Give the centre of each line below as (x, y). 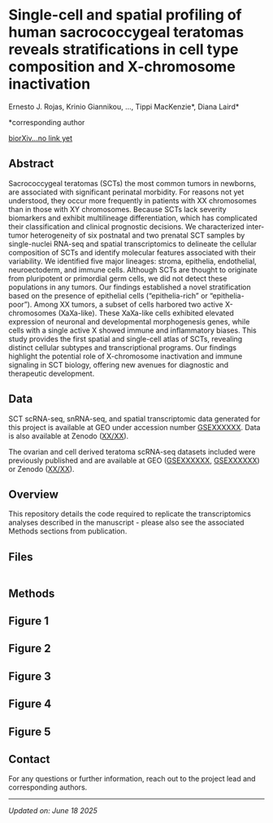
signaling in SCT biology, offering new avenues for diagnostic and (119, 364)
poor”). (20, 304)
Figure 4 (30, 704)
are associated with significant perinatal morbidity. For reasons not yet (126, 192)
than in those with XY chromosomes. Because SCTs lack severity (117, 209)
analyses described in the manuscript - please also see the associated (126, 523)
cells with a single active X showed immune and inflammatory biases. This (133, 330)
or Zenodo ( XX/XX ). (41, 468)
